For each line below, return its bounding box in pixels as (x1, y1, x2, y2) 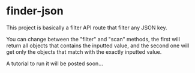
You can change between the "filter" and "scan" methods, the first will (6, 35, 180, 42)
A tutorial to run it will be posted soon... (6, 60, 103, 67)
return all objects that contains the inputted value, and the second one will (6, 42, 190, 49)
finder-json (6, 4, 64, 18)
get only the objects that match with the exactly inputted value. (6, 48, 162, 55)
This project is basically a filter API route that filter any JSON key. (6, 24, 167, 31)
